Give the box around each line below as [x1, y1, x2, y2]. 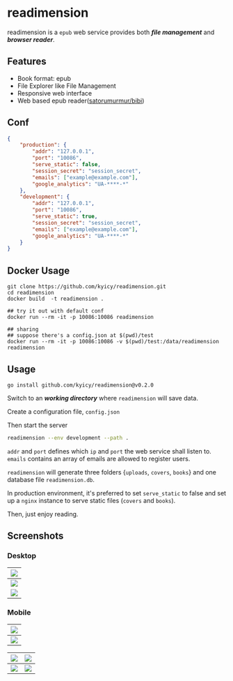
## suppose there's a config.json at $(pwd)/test [7, 332, 154, 339]
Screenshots [7, 530, 64, 542]
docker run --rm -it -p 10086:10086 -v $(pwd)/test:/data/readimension [7, 338, 219, 345]
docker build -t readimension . [7, 295, 104, 303]
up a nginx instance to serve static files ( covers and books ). [7, 496, 176, 504]
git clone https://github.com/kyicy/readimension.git [7, 283, 167, 290]
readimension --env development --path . [7, 434, 129, 441]
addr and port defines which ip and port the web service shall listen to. [7, 447, 212, 455]
